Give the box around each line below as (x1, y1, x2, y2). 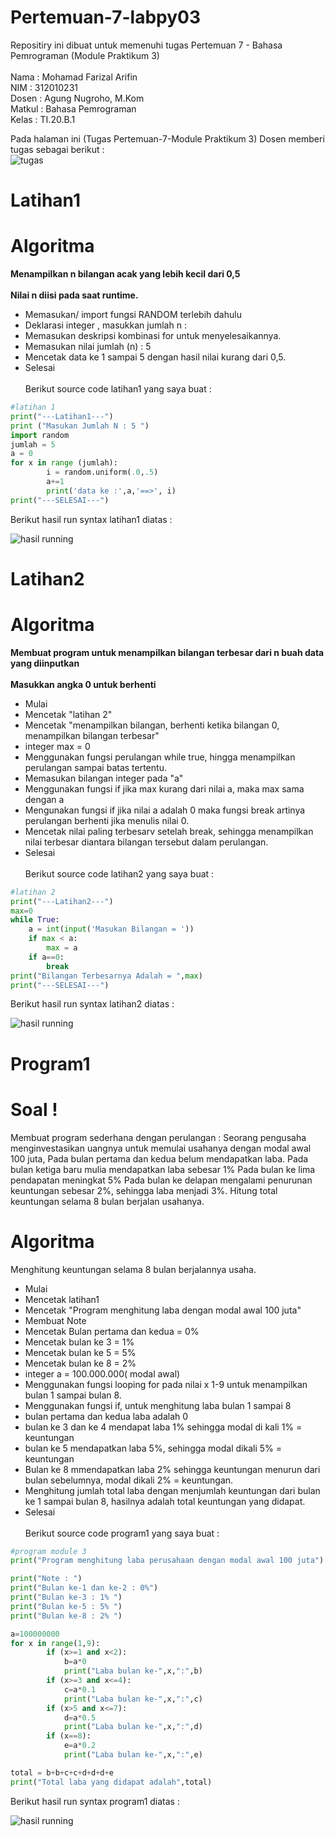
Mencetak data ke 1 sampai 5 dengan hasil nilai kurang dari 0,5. (24, 351, 287, 363)
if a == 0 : (28, 952, 65, 962)
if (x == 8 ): (46, 1731, 92, 1741)
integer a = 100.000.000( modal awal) (24, 1367, 181, 1380)
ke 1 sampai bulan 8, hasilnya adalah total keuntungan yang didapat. (24, 1495, 306, 1507)
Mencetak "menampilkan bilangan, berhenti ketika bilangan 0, (24, 719, 280, 731)
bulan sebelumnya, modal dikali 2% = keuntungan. (24, 1474, 234, 1486)
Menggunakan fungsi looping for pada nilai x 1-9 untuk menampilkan (24, 1378, 308, 1390)
